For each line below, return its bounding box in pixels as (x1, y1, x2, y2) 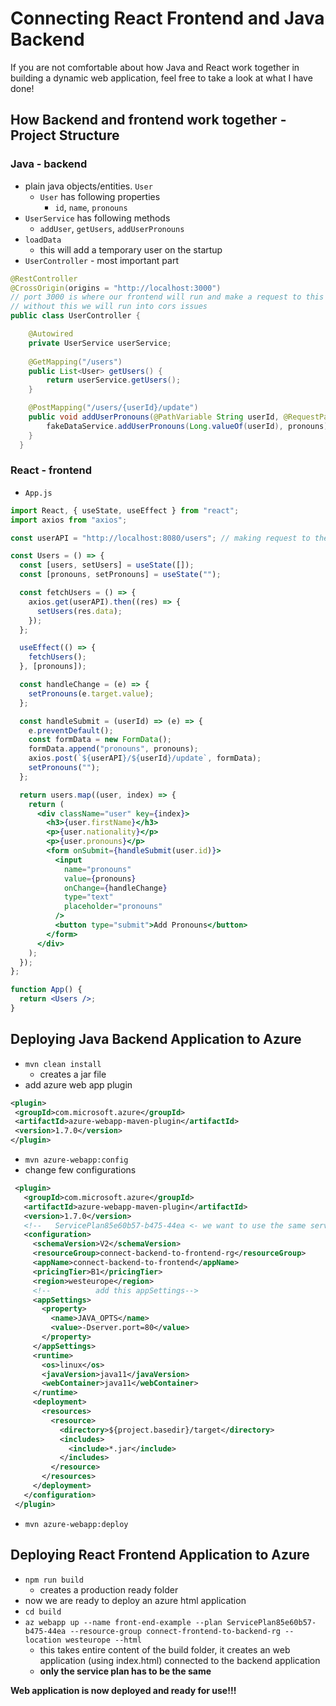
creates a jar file (39, 1068, 107, 1080)
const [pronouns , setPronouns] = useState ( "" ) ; (19, 570, 222, 580)
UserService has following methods (24, 212, 171, 224)
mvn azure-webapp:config (24, 1155, 129, 1166)
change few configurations (24, 1164, 137, 1176)
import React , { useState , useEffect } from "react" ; (10, 505, 240, 516)
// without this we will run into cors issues (10, 302, 208, 312)
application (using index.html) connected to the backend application (39, 1654, 321, 1666)
